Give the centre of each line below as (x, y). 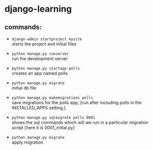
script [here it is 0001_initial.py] (43, 128)
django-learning (38, 9)
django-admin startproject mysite (47, 39)
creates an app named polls (40, 73)
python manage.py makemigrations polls (52, 98)
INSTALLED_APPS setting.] (39, 108)
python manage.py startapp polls (46, 68)
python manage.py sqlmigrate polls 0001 (53, 118)
